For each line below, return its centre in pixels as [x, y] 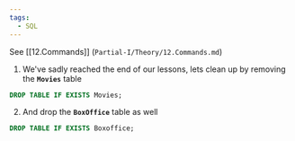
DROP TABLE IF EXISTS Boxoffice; [72, 128]
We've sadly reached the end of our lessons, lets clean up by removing [154, 69]
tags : [19, 18]
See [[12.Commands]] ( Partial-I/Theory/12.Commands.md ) [116, 51]
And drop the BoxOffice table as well [90, 112]
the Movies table [52, 78]
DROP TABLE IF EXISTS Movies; [66, 95]
